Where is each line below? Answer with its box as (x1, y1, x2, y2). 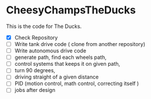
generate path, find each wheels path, (14, 54, 107, 61)
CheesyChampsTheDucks (6, 3, 136, 17)
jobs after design (14, 87, 56, 94)
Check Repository (14, 34, 58, 41)
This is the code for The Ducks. (6, 23, 82, 30)
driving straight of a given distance (14, 73, 99, 80)
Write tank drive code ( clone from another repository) (14, 41, 145, 47)
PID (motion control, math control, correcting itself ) (14, 80, 139, 87)
